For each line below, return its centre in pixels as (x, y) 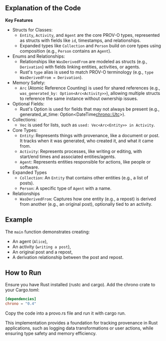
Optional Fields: (28, 103)
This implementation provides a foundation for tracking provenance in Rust (81, 323)
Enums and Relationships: (39, 56)
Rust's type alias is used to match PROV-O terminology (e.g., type (86, 72)
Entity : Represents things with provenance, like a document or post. (90, 135)
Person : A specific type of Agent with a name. (65, 188)
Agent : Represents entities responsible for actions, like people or (85, 162)
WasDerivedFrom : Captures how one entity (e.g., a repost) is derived (88, 199)
